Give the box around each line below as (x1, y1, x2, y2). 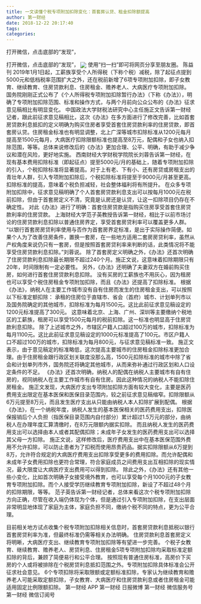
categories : (6, 31, 36, 37)
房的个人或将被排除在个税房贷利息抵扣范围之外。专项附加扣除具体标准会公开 (6, 561, 195, 569)
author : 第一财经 (6, 14, 46, 20)
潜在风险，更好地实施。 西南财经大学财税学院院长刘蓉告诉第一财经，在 (16, 151, 191, 158)
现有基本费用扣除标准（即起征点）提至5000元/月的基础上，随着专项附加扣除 (6, 158, 194, 166)
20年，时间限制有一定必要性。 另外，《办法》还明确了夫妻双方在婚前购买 (6, 263, 185, 271)
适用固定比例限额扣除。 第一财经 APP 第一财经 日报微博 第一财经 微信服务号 (6, 584, 193, 591)
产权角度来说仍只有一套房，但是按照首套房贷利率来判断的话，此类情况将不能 (6, 241, 195, 248)
